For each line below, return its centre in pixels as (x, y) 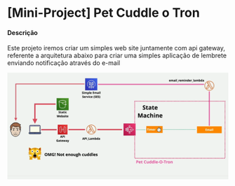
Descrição (23, 32)
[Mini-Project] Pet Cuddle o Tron (103, 13)
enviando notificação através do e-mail (64, 63)
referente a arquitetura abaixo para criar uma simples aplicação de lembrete (117, 56)
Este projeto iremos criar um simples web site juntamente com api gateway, (116, 48)
